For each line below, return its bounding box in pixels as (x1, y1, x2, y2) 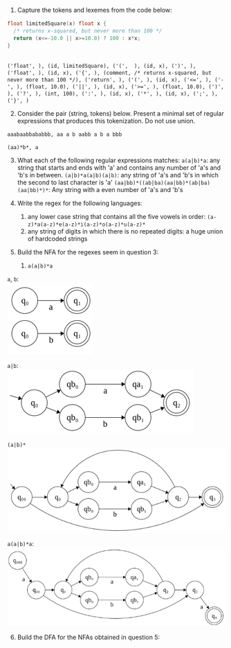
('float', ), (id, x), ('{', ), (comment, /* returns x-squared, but (7, 69, 212, 76)
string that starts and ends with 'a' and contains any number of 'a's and (17, 163, 221, 172)
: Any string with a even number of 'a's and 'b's (48, 185, 183, 193)
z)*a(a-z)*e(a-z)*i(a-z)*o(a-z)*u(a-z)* (27, 221, 146, 228)
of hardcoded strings (27, 234, 88, 243)
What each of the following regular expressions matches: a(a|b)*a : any (17, 156, 221, 164)
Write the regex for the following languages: (17, 199, 143, 207)
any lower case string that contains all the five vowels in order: (27, 212, 206, 220)
